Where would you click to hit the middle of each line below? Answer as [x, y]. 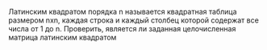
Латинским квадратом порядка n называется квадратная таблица [123, 12]
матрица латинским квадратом [63, 37]
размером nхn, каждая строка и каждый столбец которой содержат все [134, 20]
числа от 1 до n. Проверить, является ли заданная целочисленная [122, 29]
